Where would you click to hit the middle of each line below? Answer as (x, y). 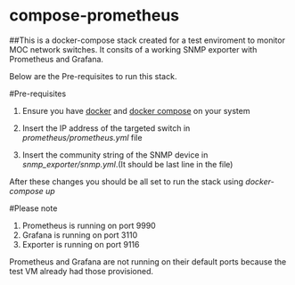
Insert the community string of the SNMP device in (115, 155)
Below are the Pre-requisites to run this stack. (93, 76)
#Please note (33, 208)
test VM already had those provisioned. (82, 271)
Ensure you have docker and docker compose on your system (136, 110)
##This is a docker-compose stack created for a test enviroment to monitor (147, 40)
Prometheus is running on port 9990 (89, 225)
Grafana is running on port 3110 (80, 235)
